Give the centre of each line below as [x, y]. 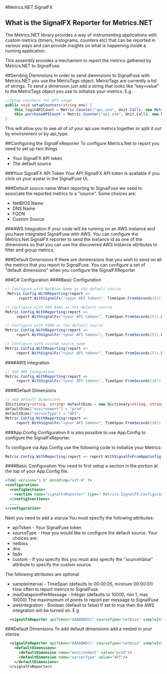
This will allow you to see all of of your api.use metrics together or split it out [83, 129]
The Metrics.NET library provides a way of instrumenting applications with [81, 35]
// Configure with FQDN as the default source [54, 326]
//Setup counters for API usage [39, 100]
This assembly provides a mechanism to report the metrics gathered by [78, 60]
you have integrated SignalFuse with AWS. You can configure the [72, 234]
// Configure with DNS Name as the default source [59, 307]
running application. [26, 51]
